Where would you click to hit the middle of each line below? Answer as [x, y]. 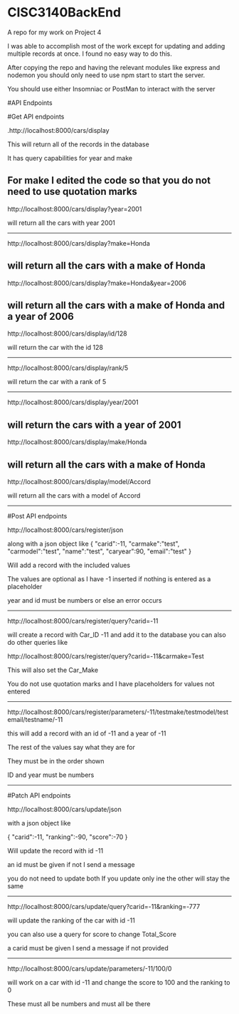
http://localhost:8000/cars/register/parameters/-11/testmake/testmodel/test [118, 712]
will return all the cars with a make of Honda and [116, 305]
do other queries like [38, 642]
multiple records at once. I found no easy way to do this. [90, 54]
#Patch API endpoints [39, 795]
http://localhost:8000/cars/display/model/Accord [79, 482]
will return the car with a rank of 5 [57, 382]
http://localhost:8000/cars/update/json [65, 809]
